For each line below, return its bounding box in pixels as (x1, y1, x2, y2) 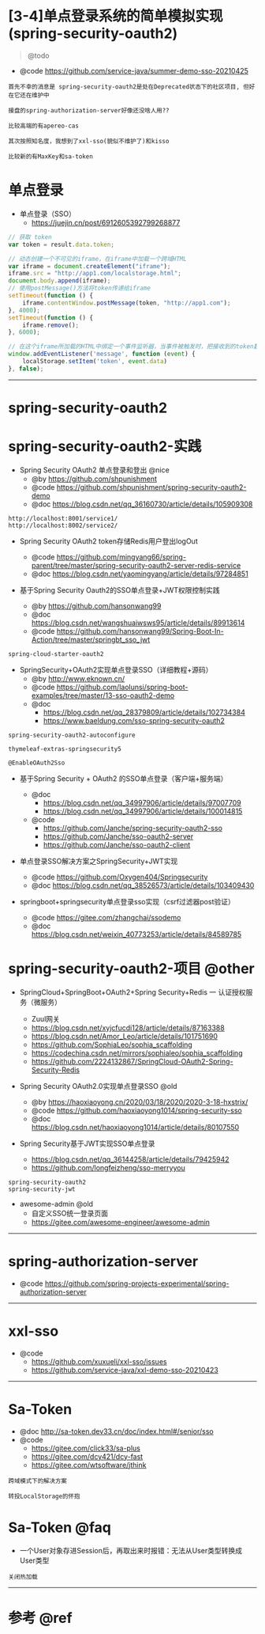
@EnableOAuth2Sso (8, 759, 65, 767)
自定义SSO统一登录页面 (31, 1208, 109, 1218)
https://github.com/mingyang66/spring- (56, 552, 187, 562)
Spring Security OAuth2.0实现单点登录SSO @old (19, 1081, 177, 1090)
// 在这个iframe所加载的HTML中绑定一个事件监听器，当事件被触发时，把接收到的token (8, 343, 254, 351)
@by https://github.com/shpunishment (31, 474, 158, 483)
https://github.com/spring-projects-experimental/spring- (44, 1279, 230, 1288)
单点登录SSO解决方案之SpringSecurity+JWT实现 (19, 856, 178, 866)
